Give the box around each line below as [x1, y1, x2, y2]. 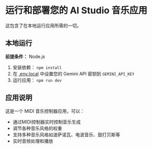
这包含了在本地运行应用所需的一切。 [5, 22, 82, 29]
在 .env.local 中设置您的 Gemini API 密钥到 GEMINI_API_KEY [12, 70, 135, 77]
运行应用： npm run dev [12, 77, 62, 83]
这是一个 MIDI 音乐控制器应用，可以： [5, 108, 85, 114]
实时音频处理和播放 [12, 138, 54, 144]
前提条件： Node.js [5, 53, 45, 59]
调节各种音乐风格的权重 [12, 125, 62, 131]
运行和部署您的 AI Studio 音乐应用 [5, 5, 148, 16]
